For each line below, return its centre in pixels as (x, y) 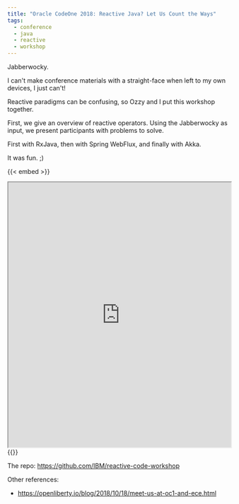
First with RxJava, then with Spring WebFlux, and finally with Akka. (104, 144)
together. (21, 109)
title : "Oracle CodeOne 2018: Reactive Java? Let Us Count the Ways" (112, 14)
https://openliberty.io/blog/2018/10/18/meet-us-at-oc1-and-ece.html (117, 493)
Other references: (33, 479)
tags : (15, 20)
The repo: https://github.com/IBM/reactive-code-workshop (94, 466)
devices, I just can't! (36, 88)
